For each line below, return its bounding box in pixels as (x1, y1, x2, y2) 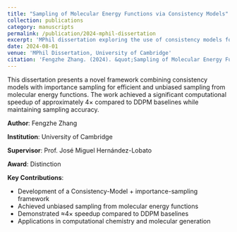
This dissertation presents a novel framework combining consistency (7, 75, 208, 84)
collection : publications (7, 17, 83, 24)
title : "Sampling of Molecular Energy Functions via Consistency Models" (7, 10, 229, 18)
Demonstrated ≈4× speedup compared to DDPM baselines (17, 209, 189, 218)
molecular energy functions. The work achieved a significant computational (7, 90, 227, 98)
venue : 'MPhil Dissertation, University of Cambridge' (7, 50, 172, 57)
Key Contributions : (7, 173, 64, 181)
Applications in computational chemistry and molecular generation (17, 217, 211, 225)
